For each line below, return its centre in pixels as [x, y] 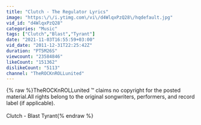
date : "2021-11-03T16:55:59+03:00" [51, 40]
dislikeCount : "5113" [33, 68]
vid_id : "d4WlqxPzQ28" [34, 23]
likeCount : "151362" [32, 62]
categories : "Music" [32, 29]
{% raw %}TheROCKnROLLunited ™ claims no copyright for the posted [94, 90]
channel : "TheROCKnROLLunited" [45, 73]
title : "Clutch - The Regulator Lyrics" [58, 12]
